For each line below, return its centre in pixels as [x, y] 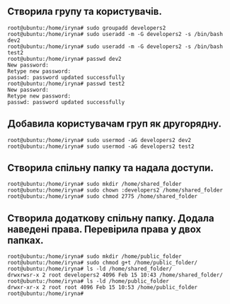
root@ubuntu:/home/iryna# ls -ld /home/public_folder [88, 281]
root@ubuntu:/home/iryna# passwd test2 [66, 83]
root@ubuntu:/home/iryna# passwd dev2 [64, 59]
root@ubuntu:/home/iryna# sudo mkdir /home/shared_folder [94, 184]
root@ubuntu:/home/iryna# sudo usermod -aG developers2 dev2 [99, 140]
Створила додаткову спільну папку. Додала [111, 218]
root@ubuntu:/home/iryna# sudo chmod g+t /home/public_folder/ [103, 263]
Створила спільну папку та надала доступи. [110, 168]
